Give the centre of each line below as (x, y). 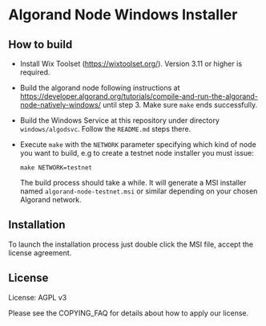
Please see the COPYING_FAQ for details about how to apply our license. (129, 313)
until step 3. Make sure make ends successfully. (180, 105)
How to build (40, 45)
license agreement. (40, 253)
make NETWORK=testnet (56, 168)
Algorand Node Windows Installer (123, 15)
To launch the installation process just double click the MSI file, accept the (131, 244)
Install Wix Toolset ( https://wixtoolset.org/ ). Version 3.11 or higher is (131, 63)
